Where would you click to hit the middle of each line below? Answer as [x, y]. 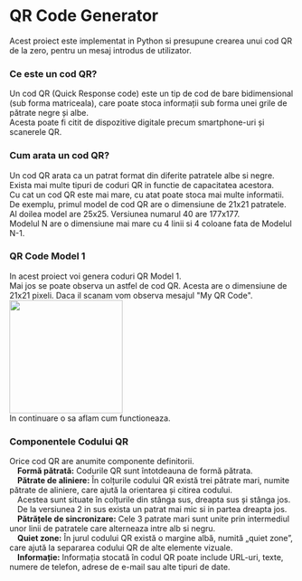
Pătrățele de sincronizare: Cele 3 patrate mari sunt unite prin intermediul [154, 519]
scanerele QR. [36, 132]
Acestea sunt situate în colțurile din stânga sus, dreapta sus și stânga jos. [154, 500]
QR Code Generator [84, 16]
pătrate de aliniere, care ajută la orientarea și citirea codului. [121, 491]
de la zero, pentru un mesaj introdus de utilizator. [100, 50]
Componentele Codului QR [69, 442]
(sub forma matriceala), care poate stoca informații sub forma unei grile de [148, 103]
